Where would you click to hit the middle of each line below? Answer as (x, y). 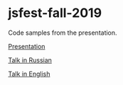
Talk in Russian (30, 60)
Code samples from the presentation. (63, 33)
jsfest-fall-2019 (55, 13)
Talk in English (29, 74)
